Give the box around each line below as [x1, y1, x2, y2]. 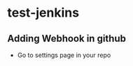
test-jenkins [7, 5, 79, 21]
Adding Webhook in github [7, 33, 126, 44]
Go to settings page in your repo [17, 51, 111, 59]
